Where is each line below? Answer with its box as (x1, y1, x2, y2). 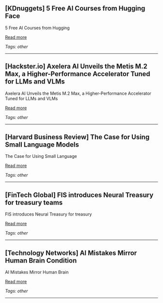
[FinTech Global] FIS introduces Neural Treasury (5, 191, 154, 199)
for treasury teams (5, 198, 63, 206)
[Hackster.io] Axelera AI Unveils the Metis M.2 (5, 62, 147, 70)
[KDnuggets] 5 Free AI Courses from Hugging (5, 4, 146, 13)
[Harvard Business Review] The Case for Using (5, 133, 149, 141)
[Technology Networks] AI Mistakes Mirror (5, 249, 137, 257)
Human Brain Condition (5, 256, 77, 265)
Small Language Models (5, 141, 79, 149)
